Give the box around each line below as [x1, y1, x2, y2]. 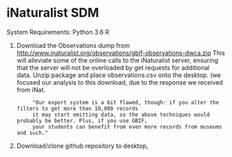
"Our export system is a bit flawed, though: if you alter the [32, 99, 219, 106]
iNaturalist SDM [6, 5, 99, 21]
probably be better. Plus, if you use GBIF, [16, 117, 148, 124]
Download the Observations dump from [16, 41, 130, 49]
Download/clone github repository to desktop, [16, 141, 149, 150]
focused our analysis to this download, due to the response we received [16, 78, 224, 86]
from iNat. [16, 85, 46, 94]
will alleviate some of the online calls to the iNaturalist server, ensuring [16, 56, 219, 64]
